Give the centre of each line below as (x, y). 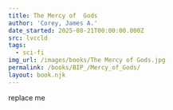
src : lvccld (28, 38)
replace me (27, 97)
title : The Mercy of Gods (53, 16)
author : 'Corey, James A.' (53, 23)
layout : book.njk (37, 75)
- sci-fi (30, 53)
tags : (17, 45)
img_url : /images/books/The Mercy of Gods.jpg (87, 61)
